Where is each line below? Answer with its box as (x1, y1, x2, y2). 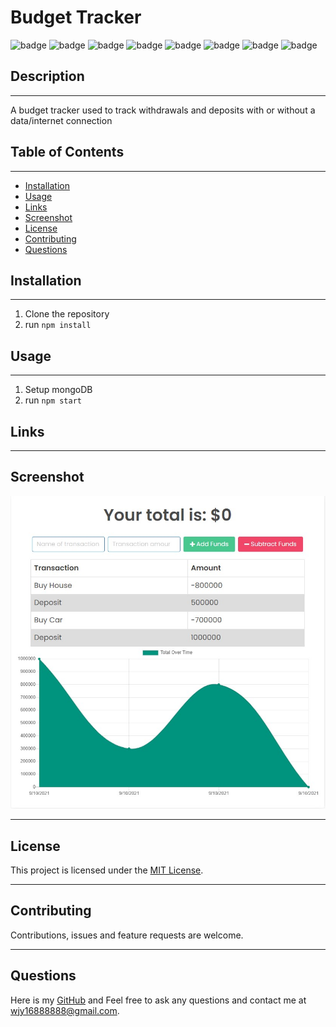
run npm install (24, 319, 92, 331)
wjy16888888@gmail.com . (10, 1004, 120, 1016)
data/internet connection (10, 114, 113, 126)
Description (10, 68, 85, 85)
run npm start (24, 394, 82, 406)
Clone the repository (24, 308, 110, 320)
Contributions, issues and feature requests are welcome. (10, 929, 244, 941)
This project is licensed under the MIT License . (10, 864, 204, 876)
